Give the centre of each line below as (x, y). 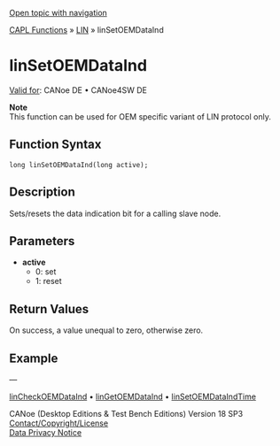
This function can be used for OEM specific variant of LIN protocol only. (140, 116)
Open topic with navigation (58, 13)
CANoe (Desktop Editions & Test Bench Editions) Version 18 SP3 (126, 414)
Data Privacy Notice (46, 432)
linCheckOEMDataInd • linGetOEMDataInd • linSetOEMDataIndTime (133, 396)
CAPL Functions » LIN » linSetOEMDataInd (86, 30)
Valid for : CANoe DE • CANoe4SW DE (78, 90)
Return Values (49, 309)
